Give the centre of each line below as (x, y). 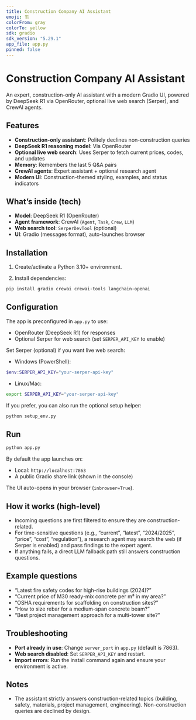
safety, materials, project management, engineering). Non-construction (100, 705)
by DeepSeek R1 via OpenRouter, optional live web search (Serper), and (92, 101)
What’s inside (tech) (44, 202)
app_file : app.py (27, 44)
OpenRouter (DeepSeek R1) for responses (65, 332)
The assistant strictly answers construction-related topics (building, (96, 699)
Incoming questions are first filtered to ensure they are (80, 520)
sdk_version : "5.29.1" (34, 39)
